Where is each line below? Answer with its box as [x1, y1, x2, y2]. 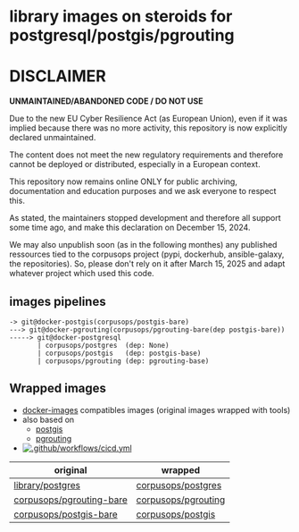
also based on [21, 414, 75, 425]
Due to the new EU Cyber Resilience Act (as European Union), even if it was [9, 114, 288, 124]
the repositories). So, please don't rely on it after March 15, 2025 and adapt [9, 258, 286, 269]
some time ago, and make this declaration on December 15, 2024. [9, 222, 251, 233]
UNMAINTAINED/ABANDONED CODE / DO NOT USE [9, 96, 203, 106]
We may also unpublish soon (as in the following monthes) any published [9, 240, 278, 250]
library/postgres [13, 478, 80, 491]
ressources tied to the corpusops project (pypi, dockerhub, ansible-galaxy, [9, 249, 285, 260]
